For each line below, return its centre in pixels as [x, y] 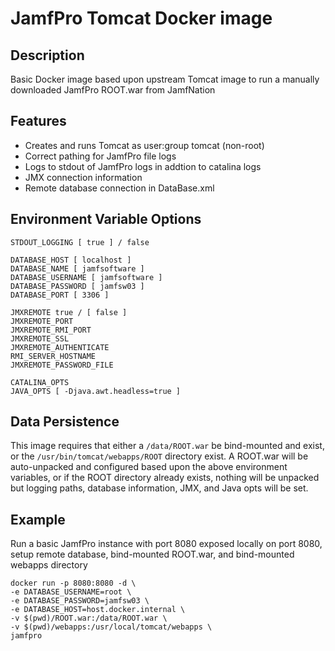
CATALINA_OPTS [40, 382]
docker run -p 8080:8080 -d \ [73, 583]
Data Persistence [65, 422]
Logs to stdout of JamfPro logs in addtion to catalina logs [143, 166]
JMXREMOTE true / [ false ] [69, 312]
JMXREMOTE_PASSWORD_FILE [62, 365]
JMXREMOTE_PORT [42, 321]
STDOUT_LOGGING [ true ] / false [80, 242]
